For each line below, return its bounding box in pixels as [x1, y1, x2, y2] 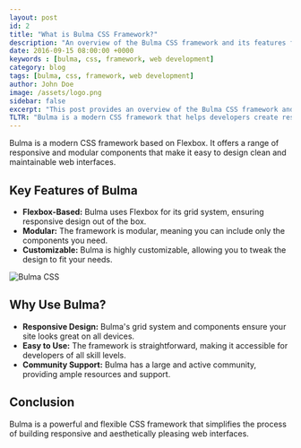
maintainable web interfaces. [9, 157, 116, 168]
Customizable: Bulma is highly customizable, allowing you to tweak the [21, 244, 287, 255]
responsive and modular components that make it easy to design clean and [9, 147, 287, 158]
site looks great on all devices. [21, 331, 135, 341]
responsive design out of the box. [21, 216, 147, 227]
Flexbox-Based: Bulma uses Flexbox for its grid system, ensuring [21, 206, 264, 217]
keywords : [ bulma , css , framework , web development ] [9, 55, 215, 64]
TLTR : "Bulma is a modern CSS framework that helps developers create [9, 113, 279, 122]
